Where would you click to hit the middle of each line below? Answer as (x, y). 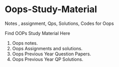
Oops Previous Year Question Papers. (52, 54)
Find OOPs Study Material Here (38, 33)
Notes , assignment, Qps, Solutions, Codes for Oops (59, 23)
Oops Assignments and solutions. (47, 48)
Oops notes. (25, 43)
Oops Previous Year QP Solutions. (48, 59)
